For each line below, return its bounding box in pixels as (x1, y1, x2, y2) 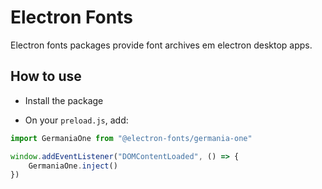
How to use (10, 68, 82, 85)
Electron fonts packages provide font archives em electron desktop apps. (10, 39, 313, 51)
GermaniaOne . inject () (28, 161, 118, 171)
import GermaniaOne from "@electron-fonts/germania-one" (10, 133, 253, 143)
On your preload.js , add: (24, 114, 129, 126)
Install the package (24, 94, 104, 106)
